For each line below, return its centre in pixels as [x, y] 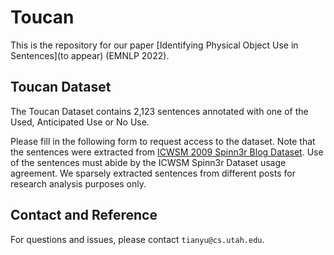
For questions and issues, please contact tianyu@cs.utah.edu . [137, 239]
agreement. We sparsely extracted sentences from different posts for [153, 173]
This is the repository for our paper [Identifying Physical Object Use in [154, 45]
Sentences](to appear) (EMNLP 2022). [90, 55]
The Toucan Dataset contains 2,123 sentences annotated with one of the [159, 111]
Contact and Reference [84, 215]
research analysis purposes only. [78, 183]
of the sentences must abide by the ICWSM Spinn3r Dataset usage [148, 162]
